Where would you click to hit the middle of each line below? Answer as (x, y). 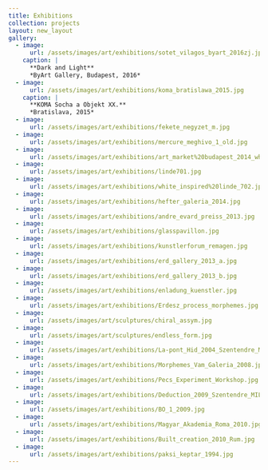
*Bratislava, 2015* (61, 113)
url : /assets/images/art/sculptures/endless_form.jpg (121, 335)
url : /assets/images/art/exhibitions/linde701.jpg (115, 172)
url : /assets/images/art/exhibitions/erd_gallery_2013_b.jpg (133, 276)
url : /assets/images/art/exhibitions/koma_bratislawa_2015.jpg (137, 90)
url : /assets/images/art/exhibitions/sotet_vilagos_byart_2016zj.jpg (147, 53)
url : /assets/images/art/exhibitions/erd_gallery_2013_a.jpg (133, 261)
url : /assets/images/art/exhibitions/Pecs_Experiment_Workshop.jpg (144, 380)
